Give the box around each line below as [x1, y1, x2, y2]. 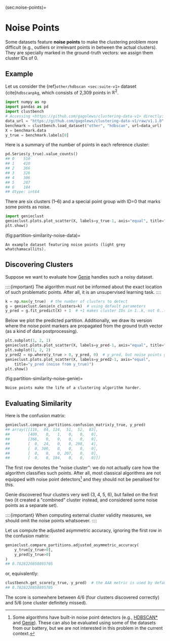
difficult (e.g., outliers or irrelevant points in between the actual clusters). [5, 44, 157, 50]
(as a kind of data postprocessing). [5, 328, 78, 334]
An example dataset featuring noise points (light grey [5, 242, 125, 247]
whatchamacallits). [5, 246, 47, 252]
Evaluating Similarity [5, 399, 72, 408]
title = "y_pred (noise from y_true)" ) [14, 361, 94, 367]
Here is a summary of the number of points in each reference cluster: [5, 142, 150, 148]
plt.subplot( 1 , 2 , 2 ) [5, 348, 51, 353]
